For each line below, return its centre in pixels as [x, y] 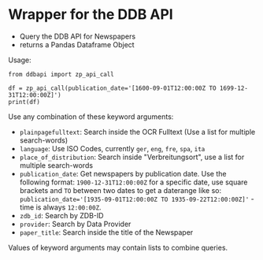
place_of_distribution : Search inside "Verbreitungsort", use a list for [132, 157]
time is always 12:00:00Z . [60, 207]
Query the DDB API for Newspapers [78, 36]
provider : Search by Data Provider [75, 224]
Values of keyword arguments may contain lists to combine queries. [118, 247]
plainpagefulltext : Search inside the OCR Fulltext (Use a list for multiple [137, 132]
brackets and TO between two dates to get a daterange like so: [120, 190]
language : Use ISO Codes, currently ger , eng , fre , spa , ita [112, 148]
